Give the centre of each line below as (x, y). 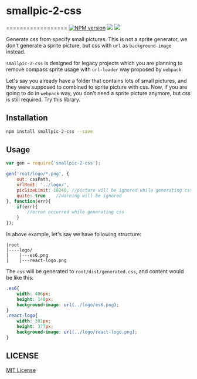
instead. (16, 52)
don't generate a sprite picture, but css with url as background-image (89, 45)
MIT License (21, 370)
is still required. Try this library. (43, 99)
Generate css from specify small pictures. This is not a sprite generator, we (97, 39)
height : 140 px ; (35, 299)
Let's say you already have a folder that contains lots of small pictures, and (96, 81)
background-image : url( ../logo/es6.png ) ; (68, 305)
